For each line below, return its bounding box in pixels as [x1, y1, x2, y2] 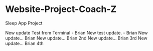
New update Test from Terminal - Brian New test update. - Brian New [5, 29, 148, 35]
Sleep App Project [5, 20, 43, 26]
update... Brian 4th [5, 40, 44, 46]
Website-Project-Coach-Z [5, 3, 117, 15]
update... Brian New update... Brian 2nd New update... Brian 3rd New [5, 35, 147, 41]
